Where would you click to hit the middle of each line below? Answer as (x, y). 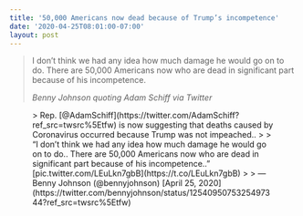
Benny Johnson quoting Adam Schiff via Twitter (122, 98)
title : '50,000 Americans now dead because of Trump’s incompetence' (145, 18)
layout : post (34, 35)
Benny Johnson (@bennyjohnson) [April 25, (115, 183)
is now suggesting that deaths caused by (196, 125)
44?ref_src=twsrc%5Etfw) (82, 202)
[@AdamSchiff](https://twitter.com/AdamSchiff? (149, 116)
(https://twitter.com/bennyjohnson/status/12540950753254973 (151, 193)
